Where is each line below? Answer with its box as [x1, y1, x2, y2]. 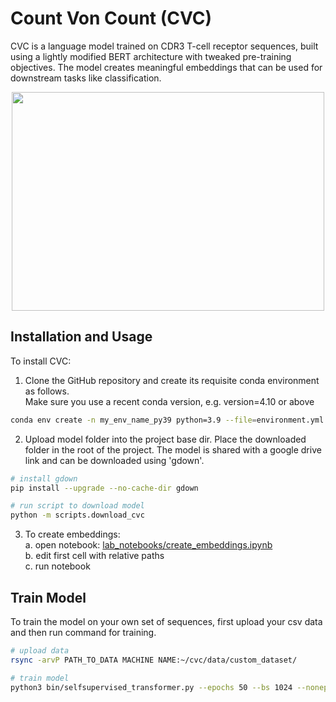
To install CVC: [10, 355, 72, 367]
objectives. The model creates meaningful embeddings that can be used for [10, 61, 323, 73]
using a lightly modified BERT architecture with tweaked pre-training [10, 50, 292, 62]
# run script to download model [10, 501, 145, 511]
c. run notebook [24, 560, 91, 572]
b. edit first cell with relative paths [24, 550, 165, 562]
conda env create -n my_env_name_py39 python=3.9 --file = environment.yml [10, 415, 325, 425]
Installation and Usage [10, 328, 153, 346]
